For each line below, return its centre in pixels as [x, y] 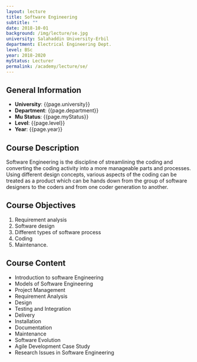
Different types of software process [58, 232]
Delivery [25, 315]
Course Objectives [41, 206]
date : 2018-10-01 [27, 28]
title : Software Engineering [42, 17]
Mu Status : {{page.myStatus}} [51, 117]
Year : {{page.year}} [39, 129]
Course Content [36, 263]
